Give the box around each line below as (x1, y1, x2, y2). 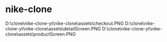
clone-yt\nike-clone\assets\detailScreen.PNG (5, 25, 101, 31)
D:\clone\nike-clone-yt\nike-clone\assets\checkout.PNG (5, 20, 124, 26)
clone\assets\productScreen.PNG (5, 31, 76, 37)
